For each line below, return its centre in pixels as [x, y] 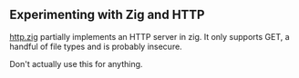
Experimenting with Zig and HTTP [107, 15]
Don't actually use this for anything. [76, 63]
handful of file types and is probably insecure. [96, 46]
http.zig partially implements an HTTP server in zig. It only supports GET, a [149, 36]
